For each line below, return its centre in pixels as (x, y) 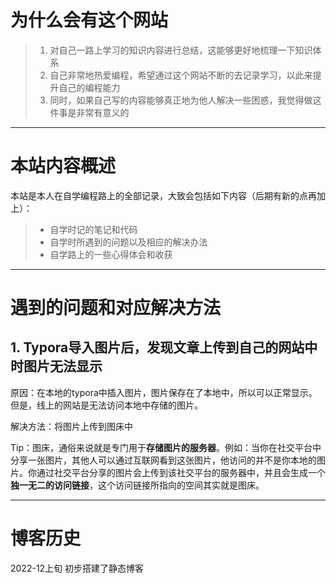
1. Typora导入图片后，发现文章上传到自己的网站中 (164, 347)
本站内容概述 (63, 166)
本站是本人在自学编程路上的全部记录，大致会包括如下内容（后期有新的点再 (163, 195)
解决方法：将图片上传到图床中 (71, 426)
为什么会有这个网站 (89, 20)
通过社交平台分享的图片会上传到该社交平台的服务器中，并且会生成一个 (181, 472)
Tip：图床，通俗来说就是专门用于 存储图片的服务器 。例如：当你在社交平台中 (166, 447)
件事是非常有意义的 (89, 112)
